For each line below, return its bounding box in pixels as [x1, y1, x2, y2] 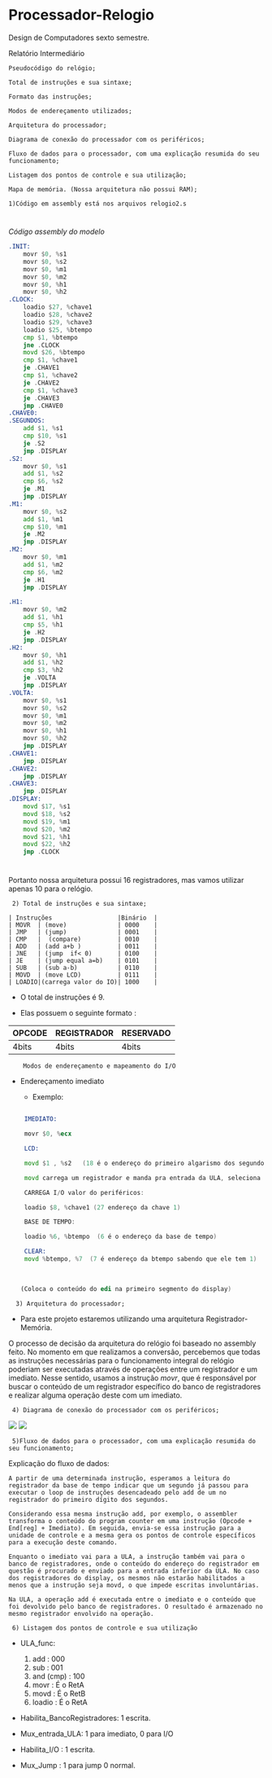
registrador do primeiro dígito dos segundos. [8, 1495, 169, 1504]
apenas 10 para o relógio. [8, 884, 93, 893]
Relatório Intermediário [8, 48, 85, 58]
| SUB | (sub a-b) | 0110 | [8, 964, 158, 972]
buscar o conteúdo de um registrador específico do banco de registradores [8, 1381, 261, 1391]
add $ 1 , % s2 [23, 470, 63, 478]
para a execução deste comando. [8, 1538, 118, 1547]
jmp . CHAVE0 [23, 402, 63, 410]
